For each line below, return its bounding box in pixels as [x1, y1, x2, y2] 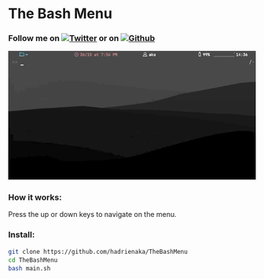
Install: [8, 229, 35, 240]
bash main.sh [8, 265, 51, 273]
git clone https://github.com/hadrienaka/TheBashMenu [8, 248, 189, 256]
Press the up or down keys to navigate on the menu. [8, 210, 177, 219]
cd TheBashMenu [8, 256, 58, 264]
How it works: [8, 192, 62, 203]
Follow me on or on [8, 33, 119, 44]
